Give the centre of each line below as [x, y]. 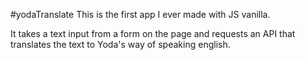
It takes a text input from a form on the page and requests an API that [153, 33]
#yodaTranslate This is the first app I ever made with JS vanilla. [140, 14]
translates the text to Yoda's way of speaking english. [120, 44]
